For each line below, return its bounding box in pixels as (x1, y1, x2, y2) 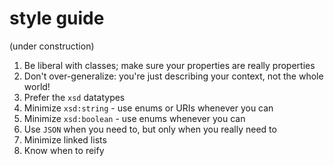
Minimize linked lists (23, 133, 107, 146)
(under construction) (9, 40, 95, 52)
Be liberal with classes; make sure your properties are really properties (23, 59, 316, 71)
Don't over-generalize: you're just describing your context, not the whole (23, 70, 324, 82)
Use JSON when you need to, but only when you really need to (23, 123, 277, 135)
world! (23, 80, 51, 92)
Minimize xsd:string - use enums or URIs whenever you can (23, 102, 274, 114)
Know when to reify (23, 144, 105, 156)
